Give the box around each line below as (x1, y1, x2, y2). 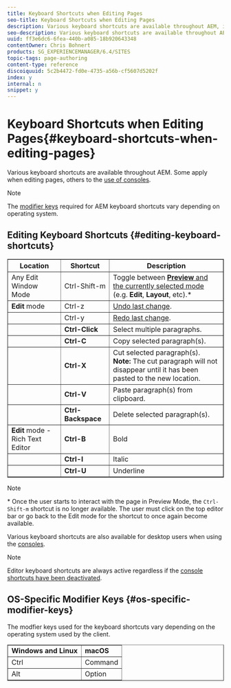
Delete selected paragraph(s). (113, 410, 210, 419)
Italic (113, 454, 129, 464)
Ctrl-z (64, 301, 85, 311)
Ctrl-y (64, 313, 85, 322)
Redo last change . (113, 313, 171, 322)
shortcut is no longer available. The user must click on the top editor (30, 504, 223, 513)
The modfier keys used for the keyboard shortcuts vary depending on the (7, 623, 215, 631)
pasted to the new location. (113, 373, 201, 383)
